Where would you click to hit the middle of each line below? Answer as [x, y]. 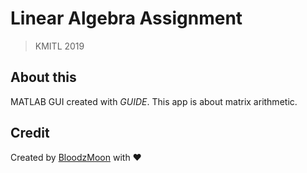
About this [43, 77]
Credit [30, 133]
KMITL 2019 [59, 46]
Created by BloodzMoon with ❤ [76, 157]
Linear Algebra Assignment [126, 18]
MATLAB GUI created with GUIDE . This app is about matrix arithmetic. [154, 101]
